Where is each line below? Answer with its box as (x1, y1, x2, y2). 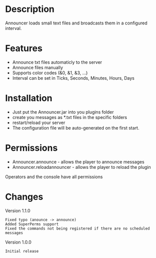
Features (5, 43, 43, 54)
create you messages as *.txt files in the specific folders (12, 114, 128, 120)
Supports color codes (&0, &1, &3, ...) (12, 70, 88, 76)
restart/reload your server (12, 120, 66, 126)
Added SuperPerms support (5, 222, 59, 227)
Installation (5, 93, 53, 104)
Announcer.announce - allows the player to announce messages (12, 158, 145, 165)
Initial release (5, 249, 39, 254)
